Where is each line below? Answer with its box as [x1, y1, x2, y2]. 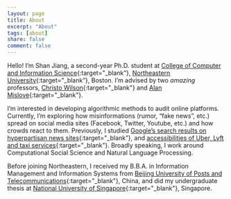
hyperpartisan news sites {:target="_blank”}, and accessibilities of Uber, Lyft [7, 134, 224, 142]
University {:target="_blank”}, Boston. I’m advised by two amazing [7, 76, 196, 84]
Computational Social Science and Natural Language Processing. [7, 148, 194, 157]
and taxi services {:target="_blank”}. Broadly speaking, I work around [7, 141, 204, 149]
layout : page [7, 10, 45, 17]
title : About [7, 17, 45, 24]
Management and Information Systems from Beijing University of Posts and [7, 169, 223, 178]
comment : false [7, 42, 51, 49]
